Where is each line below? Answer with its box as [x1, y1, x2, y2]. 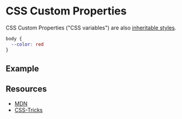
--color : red [11, 41, 44, 47]
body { [5, 35, 22, 41]
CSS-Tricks [14, 106, 43, 114]
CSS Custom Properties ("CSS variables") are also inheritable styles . [5, 24, 177, 31]
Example [5, 63, 39, 73]
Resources [5, 84, 47, 94]
